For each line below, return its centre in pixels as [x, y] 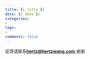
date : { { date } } [23, 14]
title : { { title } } [25, 10]
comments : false [22, 37]
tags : [11, 28]
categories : [17, 19]
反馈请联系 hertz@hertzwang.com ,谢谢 [45, 51]
